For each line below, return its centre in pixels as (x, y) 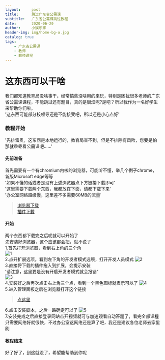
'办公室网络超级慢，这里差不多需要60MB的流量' (53, 195)
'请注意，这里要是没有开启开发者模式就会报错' (52, 272)
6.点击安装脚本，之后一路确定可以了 (41, 310)
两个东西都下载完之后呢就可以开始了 (42, 236)
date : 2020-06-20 (29, 23)
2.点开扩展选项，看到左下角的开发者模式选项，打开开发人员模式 (69, 260)
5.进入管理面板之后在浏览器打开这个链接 (46, 289)
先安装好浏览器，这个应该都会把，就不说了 (48, 242)
